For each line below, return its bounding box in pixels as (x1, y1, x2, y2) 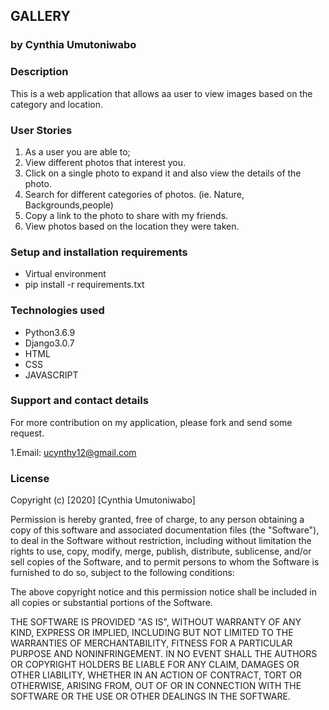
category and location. (10, 98, 103, 110)
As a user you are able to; (24, 145, 131, 158)
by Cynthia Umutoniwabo (10, 38, 137, 52)
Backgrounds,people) (24, 199, 114, 211)
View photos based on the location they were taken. (24, 220, 240, 232)
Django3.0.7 (24, 337, 75, 349)
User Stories (10, 123, 73, 137)
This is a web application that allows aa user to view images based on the (10, 87, 313, 99)
